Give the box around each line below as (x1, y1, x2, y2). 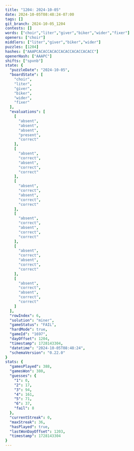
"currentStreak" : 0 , (9, 415, 52, 420)
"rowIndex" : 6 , (9, 313, 41, 318)
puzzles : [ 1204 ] (5, 44, 39, 49)
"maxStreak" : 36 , (9, 420, 46, 425)
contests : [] (5, 26, 32, 31)
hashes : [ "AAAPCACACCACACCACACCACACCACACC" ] (5, 49, 99, 54)
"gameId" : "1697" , (9, 332, 48, 337)
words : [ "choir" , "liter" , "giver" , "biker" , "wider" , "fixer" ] (5, 30, 130, 35)
